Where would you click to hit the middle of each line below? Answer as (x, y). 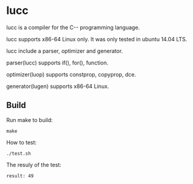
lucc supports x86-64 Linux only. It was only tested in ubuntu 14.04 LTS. (97, 39)
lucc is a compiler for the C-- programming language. (73, 27)
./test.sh (19, 153)
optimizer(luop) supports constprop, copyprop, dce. (71, 74)
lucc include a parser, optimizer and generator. (65, 51)
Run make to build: (30, 120)
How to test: (22, 142)
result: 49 (20, 176)
